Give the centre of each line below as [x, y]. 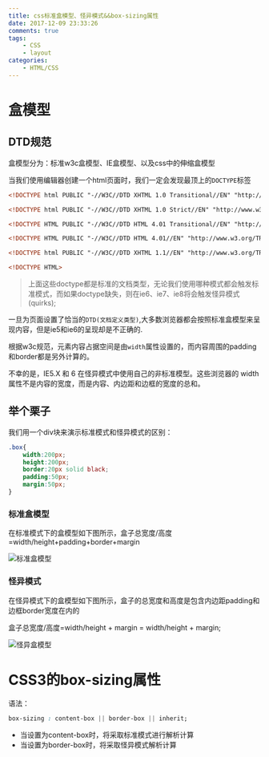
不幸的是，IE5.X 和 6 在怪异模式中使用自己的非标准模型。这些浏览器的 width [134, 373]
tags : [17, 38]
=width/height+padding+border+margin [74, 542]
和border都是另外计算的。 [51, 356]
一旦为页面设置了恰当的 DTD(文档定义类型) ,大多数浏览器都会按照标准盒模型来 [131, 319]
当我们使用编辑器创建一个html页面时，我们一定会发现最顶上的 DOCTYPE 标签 [130, 180]
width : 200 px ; [44, 455]
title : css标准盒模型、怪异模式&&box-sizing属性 [84, 16]
